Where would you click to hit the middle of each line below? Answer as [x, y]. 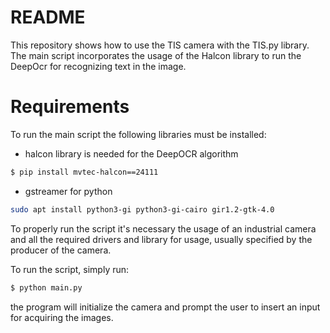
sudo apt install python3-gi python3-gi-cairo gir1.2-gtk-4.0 [142, 209]
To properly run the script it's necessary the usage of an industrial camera [163, 228]
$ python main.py [46, 287]
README [48, 17]
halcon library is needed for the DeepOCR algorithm [131, 153]
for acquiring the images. [62, 317]
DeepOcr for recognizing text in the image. [98, 66]
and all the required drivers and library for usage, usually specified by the [161, 239]
